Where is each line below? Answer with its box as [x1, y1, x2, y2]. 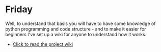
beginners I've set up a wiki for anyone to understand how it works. [5, 31, 147, 37]
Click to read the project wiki [12, 41, 73, 47]
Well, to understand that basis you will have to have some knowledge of [5, 20, 156, 27]
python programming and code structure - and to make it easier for [5, 25, 146, 32]
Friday [5, 4, 33, 15]
